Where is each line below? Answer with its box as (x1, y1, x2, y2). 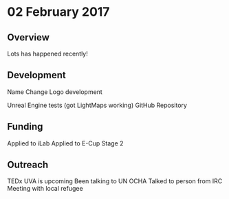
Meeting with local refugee (7, 185, 84, 193)
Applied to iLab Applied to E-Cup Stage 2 (7, 139, 124, 148)
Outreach (7, 159, 49, 171)
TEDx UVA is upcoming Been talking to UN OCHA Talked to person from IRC (7, 177, 223, 185)
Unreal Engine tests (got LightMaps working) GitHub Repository (7, 101, 188, 109)
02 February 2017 (7, 4, 110, 20)
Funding (7, 121, 43, 132)
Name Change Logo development (7, 87, 103, 96)
